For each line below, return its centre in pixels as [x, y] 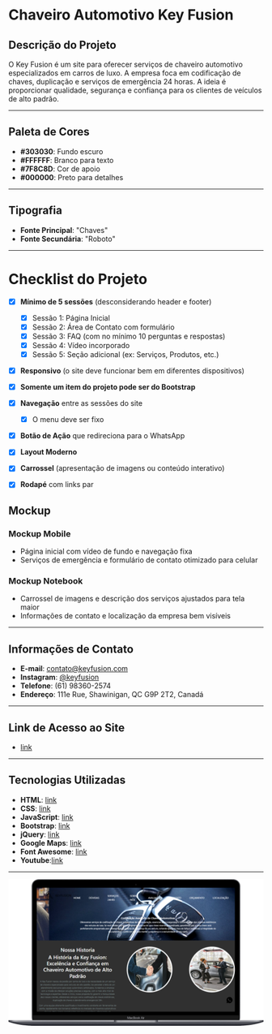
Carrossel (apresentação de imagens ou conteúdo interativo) [122, 468]
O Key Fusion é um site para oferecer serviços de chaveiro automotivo [125, 64]
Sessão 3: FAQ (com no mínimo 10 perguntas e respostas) [129, 336]
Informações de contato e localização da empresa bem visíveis [125, 616]
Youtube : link [41, 860]
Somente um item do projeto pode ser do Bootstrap [108, 387]
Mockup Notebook [46, 581]
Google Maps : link [51, 842]
